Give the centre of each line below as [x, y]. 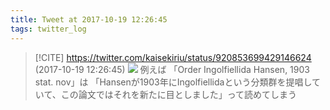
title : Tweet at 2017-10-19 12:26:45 [89, 19]
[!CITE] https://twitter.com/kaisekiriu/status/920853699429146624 [173, 57]
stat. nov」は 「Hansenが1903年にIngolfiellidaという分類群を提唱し [173, 82]
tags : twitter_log [48, 29]
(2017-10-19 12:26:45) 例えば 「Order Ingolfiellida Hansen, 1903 [172, 69]
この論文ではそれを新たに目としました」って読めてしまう [178, 94]
